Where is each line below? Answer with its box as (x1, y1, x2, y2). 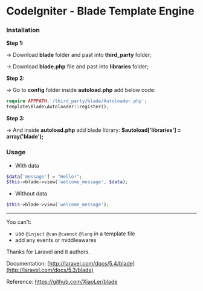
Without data (14, 190, 47, 197)
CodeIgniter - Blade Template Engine (6, 4, 195, 18)
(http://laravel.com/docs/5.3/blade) (6, 266, 94, 273)
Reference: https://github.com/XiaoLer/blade (6, 278, 118, 286)
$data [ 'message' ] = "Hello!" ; (6, 174, 83, 180)
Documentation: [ (6, 260, 50, 267)
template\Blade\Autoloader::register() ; (6, 104, 110, 110)
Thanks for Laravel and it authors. (6, 248, 91, 255)
